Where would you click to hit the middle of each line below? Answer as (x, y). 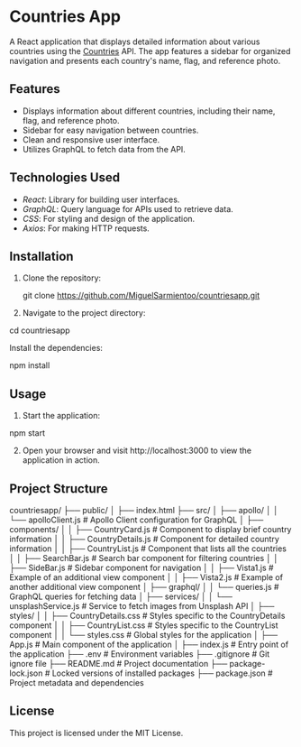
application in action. (61, 460)
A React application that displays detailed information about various (135, 41)
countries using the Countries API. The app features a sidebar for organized (150, 51)
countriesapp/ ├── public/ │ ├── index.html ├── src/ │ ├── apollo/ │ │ (144, 510)
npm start (27, 433)
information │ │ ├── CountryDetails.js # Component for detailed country (144, 539)
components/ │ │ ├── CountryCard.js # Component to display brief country (150, 529)
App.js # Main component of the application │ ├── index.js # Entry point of (149, 644)
